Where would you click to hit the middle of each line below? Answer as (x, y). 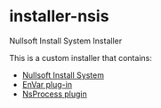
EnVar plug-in (47, 84)
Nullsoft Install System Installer (66, 41)
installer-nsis (59, 16)
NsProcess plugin (54, 94)
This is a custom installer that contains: (81, 58)
